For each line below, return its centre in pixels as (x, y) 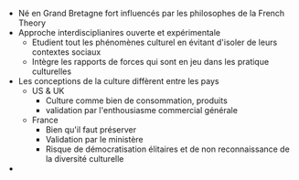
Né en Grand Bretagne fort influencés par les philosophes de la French (151, 13)
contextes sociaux (66, 52)
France (45, 120)
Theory (32, 23)
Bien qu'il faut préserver (91, 130)
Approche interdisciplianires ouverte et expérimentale (119, 32)
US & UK (48, 91)
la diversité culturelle (85, 159)
